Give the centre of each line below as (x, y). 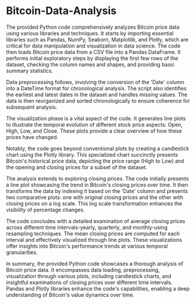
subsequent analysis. (32, 107)
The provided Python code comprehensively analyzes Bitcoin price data (93, 27)
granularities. (22, 252)
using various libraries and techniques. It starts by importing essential (90, 33)
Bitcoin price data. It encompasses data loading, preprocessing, (83, 270)
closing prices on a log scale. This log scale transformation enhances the (94, 203)
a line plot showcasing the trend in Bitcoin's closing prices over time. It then (97, 185)
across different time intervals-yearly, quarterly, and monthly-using (87, 227)
